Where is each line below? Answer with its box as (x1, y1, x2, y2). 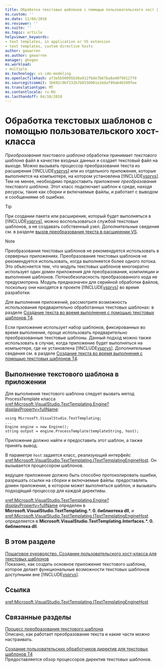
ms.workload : (5, 62, 32, 67)
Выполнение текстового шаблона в (5, 370, 119, 378)
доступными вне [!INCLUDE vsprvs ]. (5, 571, 79, 578)
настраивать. (5, 637, 33, 642)
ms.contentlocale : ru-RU (5, 89, 56, 94)
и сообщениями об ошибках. (5, 194, 66, 200)
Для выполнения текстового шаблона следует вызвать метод (5, 391, 135, 396)
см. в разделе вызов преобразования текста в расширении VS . (5, 229, 139, 235)
